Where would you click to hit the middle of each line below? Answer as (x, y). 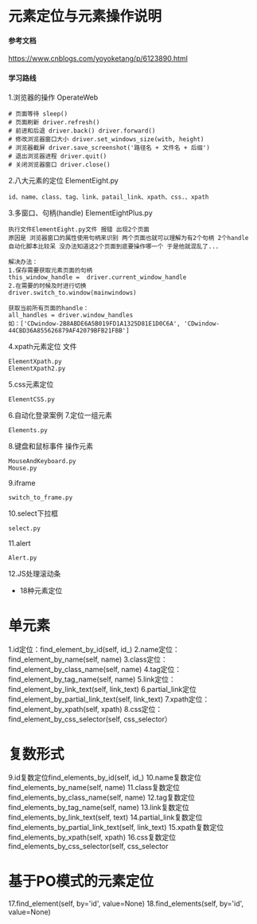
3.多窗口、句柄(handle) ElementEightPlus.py (80, 213)
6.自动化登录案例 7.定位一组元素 (60, 415)
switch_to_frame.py (41, 497)
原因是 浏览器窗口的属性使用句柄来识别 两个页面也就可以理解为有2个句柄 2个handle (128, 238)
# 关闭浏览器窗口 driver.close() (59, 164)
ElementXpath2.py (37, 368)
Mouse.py (23, 468)
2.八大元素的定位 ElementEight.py (64, 180)
